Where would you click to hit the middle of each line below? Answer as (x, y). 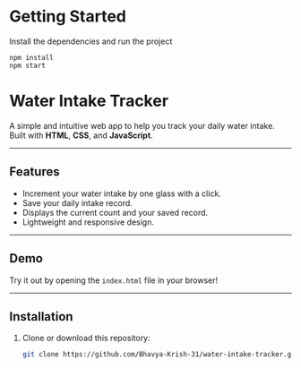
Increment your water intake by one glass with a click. (121, 193)
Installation (41, 317)
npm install (31, 57)
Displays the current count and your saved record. (115, 212)
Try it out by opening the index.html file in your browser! (114, 280)
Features (34, 172)
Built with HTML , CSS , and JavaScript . (82, 135)
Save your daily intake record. (77, 202)
